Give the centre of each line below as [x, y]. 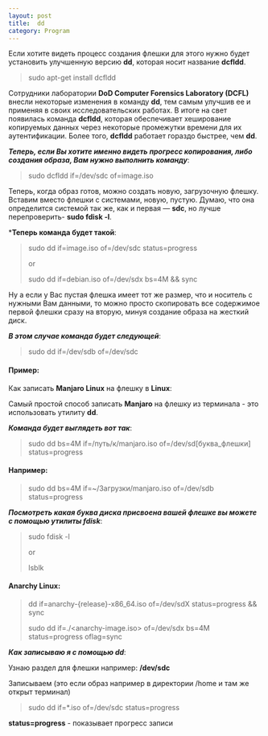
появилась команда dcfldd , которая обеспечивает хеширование [120, 119]
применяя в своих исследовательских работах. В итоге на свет [118, 110]
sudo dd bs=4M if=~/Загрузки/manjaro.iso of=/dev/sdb [121, 488]
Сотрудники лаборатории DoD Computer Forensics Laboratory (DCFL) [129, 93]
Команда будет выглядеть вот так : [70, 428]
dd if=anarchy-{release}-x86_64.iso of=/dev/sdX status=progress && [142, 603]
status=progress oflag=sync [75, 636]
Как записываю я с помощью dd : [67, 652]
